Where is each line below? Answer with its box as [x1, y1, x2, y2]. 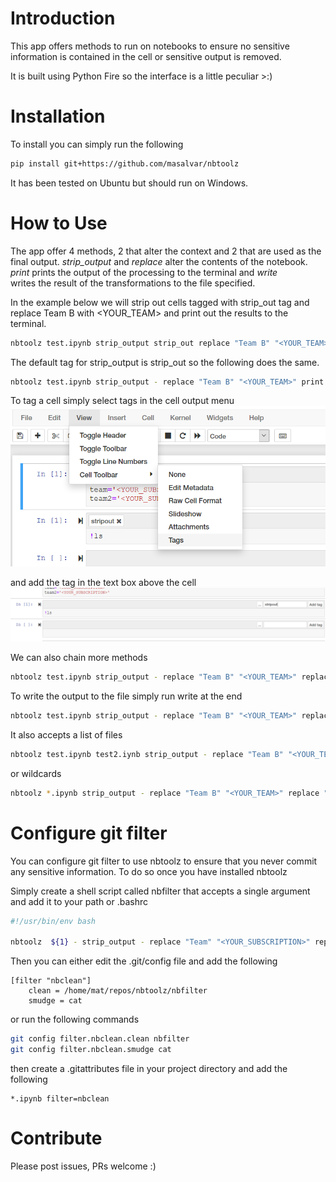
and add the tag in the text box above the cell [10, 577, 197, 589]
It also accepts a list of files [10, 728, 123, 741]
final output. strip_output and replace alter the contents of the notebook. [10, 255, 308, 267]
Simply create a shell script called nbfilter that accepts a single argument [10, 885, 311, 897]
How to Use [10, 212, 108, 234]
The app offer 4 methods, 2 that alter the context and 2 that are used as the [10, 245, 322, 257]
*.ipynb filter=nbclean [10, 1093, 110, 1104]
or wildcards [10, 767, 62, 779]
